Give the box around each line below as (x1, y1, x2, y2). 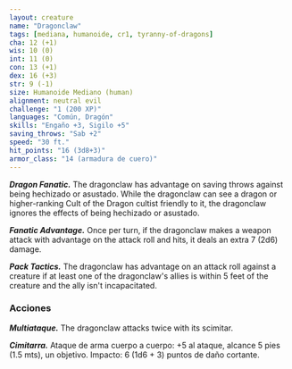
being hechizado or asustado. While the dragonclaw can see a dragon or (9, 189, 278, 199)
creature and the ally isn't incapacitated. (9, 280, 158, 290)
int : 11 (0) (9, 55, 54, 63)
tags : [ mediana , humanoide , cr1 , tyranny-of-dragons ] (9, 29, 214, 38)
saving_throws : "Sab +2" (9, 130, 102, 138)
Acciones (9, 302, 52, 314)
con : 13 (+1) (9, 63, 58, 72)
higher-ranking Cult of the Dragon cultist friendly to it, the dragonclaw (9, 197, 266, 208)
